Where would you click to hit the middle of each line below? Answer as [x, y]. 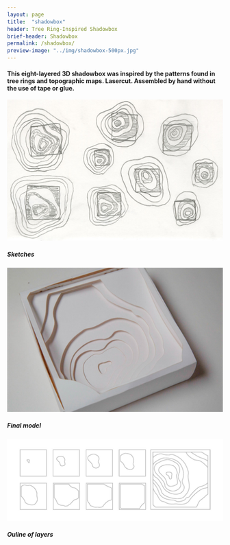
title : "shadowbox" [37, 22]
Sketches [21, 255]
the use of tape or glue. [41, 88]
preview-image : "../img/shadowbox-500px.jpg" [73, 51]
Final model [24, 425]
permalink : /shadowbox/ [41, 44]
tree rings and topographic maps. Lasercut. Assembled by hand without [111, 81]
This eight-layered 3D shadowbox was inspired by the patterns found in [111, 73]
